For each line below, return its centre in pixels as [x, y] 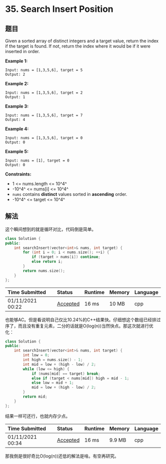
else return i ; [47, 262]
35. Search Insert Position [59, 9]
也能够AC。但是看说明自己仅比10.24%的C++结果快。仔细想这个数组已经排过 [83, 319]
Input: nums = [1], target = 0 [37, 161]
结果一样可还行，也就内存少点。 [38, 416]
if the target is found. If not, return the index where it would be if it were [78, 46]
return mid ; [35, 397]
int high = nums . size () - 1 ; [53, 360]
